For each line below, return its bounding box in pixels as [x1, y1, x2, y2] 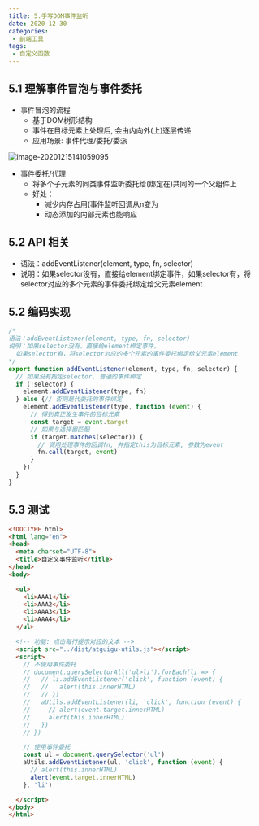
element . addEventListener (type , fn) [23, 387, 148, 396]
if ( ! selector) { [15, 380, 75, 388]
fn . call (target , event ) [37, 448, 118, 457]
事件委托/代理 [19, 168, 67, 178]
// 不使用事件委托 [23, 660, 77, 668]
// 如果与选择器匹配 [29, 425, 90, 434]
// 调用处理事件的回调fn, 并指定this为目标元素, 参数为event [37, 440, 224, 448]
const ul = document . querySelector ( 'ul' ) [23, 750, 165, 759]
